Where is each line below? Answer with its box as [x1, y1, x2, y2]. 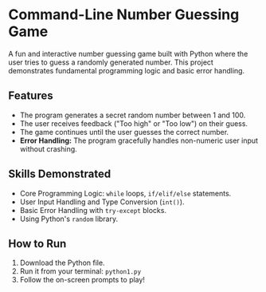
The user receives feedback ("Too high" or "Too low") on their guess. [19, 118, 248, 128]
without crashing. [19, 144, 77, 153]
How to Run [8, 237, 67, 251]
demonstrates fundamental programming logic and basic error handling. [8, 65, 245, 75]
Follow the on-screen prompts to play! [19, 275, 146, 285]
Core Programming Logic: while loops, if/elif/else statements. [19, 188, 232, 198]
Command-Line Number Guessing [8, 6, 240, 24]
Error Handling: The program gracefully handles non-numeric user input [19, 136, 259, 145]
